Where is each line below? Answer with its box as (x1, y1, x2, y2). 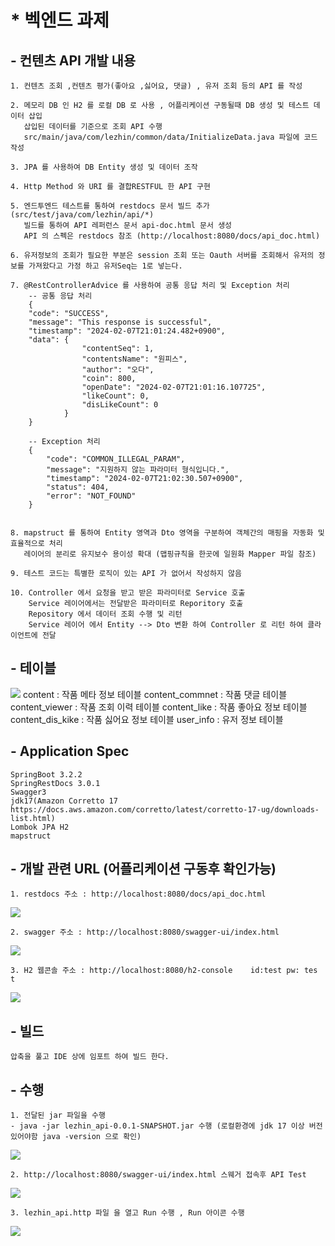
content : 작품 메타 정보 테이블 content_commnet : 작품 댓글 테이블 (22, 688, 288, 700)
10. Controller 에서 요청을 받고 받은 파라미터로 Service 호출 (10, 588, 246, 598)
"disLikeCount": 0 (81, 400, 159, 410)
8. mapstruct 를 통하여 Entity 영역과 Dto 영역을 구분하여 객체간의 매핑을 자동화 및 (10, 528, 325, 538)
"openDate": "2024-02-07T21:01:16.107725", (81, 382, 267, 392)
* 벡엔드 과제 (10, 9, 110, 32)
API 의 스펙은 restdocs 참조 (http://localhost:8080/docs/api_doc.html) (23, 231, 321, 241)
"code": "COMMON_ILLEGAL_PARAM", (46, 454, 186, 464)
